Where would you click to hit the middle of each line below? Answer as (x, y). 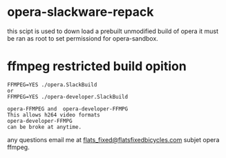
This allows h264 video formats (54, 115)
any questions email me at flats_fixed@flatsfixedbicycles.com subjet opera (113, 139)
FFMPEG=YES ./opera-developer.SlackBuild (68, 97)
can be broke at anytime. (44, 127)
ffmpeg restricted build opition (97, 67)
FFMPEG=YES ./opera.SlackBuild (52, 85)
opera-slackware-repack (81, 12)
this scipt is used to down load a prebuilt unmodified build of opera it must (113, 31)
